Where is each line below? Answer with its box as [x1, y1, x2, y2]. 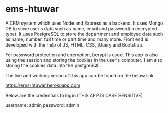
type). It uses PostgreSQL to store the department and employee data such [5, 31, 163, 37]
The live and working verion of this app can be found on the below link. [5, 72, 155, 78]
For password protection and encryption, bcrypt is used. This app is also [5, 52, 158, 58]
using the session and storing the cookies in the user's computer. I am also [5, 57, 163, 63]
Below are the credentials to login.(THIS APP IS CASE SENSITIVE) [5, 92, 143, 98]
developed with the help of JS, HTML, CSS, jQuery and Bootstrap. [5, 41, 144, 48]
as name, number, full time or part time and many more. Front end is [5, 36, 148, 42]
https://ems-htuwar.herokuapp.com [5, 82, 81, 88]
